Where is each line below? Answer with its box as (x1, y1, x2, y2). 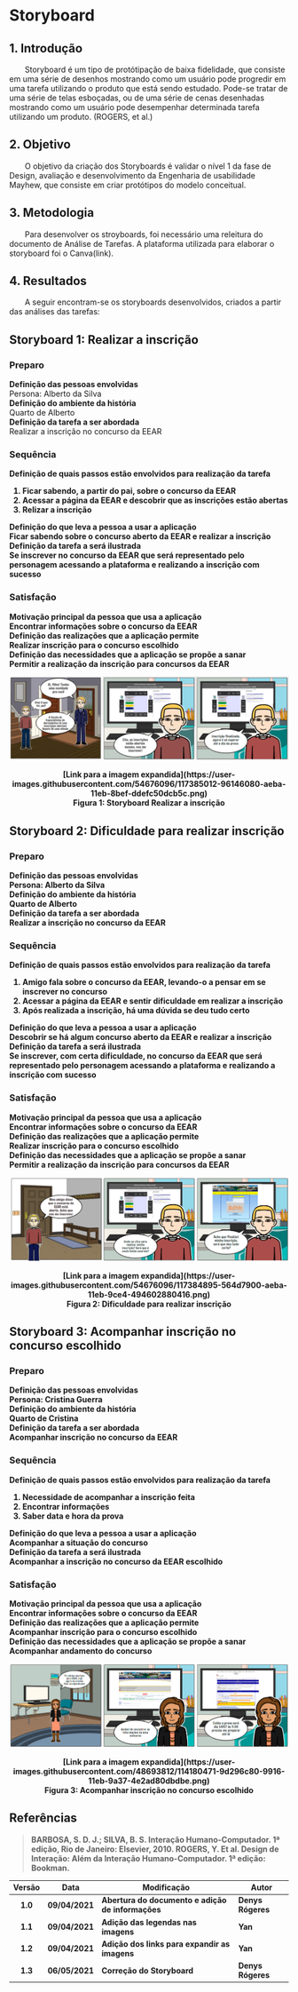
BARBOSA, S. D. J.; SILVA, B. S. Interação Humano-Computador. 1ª (30, 1834, 280, 1845)
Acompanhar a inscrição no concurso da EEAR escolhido (9, 1556, 223, 1567)
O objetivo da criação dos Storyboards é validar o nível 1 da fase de (25, 161, 272, 171)
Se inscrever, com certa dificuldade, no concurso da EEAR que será (9, 1051, 263, 1061)
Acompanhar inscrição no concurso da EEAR (9, 1432, 178, 1443)
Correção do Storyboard (101, 1964, 193, 1976)
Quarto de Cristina (9, 1413, 79, 1424)
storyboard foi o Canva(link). (9, 248, 114, 258)
